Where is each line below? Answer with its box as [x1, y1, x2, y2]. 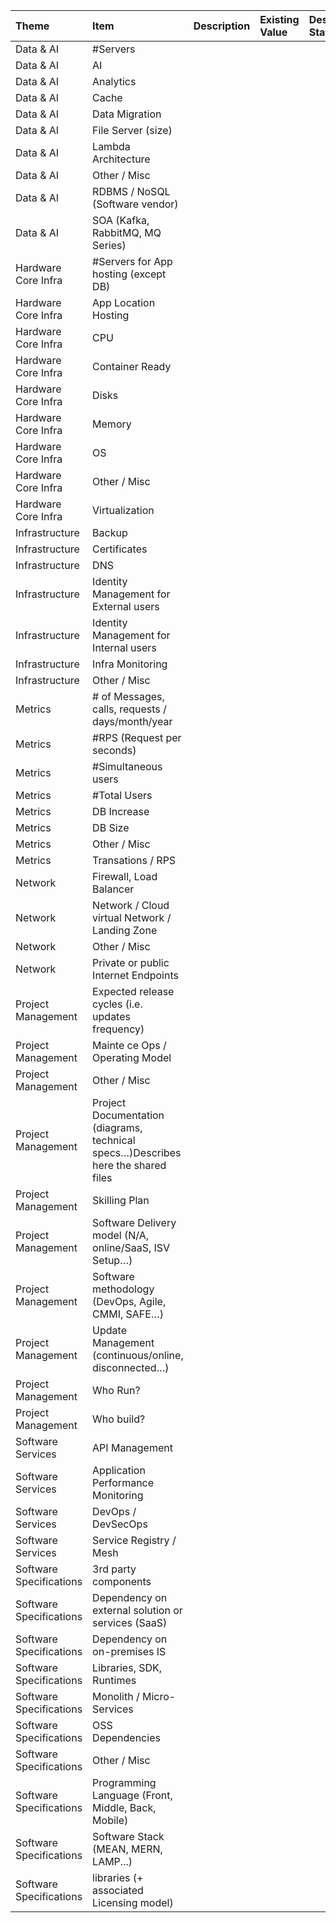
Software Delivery [92, 1216, 177, 1229]
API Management [92, 1441, 173, 1454]
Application [92, 1464, 146, 1477]
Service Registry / [92, 1534, 177, 1547]
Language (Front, [92, 1789, 173, 1802]
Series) [92, 239, 127, 252]
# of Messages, [92, 690, 165, 703]
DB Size [92, 821, 130, 834]
